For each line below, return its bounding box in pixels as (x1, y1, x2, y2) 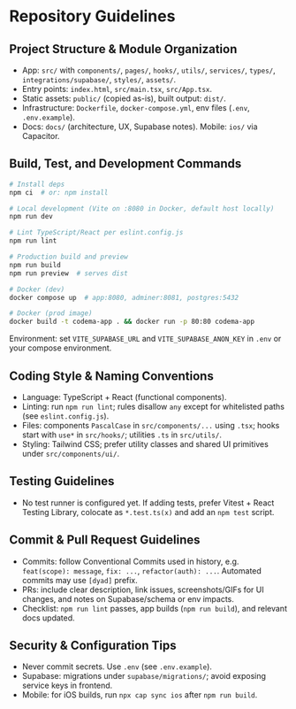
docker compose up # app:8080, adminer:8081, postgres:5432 (9, 293, 239, 302)
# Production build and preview (9, 252, 128, 262)
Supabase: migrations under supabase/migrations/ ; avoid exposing (21, 671, 267, 682)
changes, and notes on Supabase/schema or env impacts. (21, 593, 234, 604)
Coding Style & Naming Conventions (9, 368, 214, 383)
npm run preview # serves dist (9, 268, 128, 278)
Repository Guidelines (9, 6, 176, 27)
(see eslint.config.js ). (21, 411, 110, 421)
